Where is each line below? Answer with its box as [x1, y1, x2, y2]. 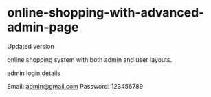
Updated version [7, 42, 55, 50]
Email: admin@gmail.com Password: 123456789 [7, 82, 144, 90]
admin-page [7, 19, 79, 35]
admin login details [7, 69, 60, 77]
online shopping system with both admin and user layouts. [7, 55, 173, 63]
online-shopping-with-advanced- [7, 5, 205, 21]
